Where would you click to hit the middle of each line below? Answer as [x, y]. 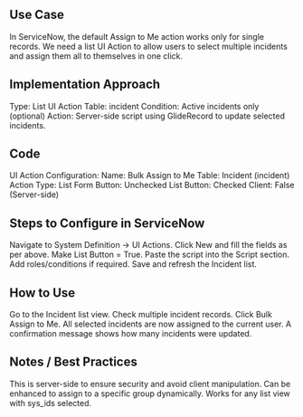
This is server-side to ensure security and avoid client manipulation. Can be [150, 384]
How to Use [43, 293]
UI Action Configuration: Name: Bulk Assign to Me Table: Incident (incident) [150, 175]
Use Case [37, 15]
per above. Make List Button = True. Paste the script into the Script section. [150, 255]
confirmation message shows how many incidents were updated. [131, 334]
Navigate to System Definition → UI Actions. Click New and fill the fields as [148, 245]
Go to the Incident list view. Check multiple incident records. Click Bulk [141, 315]
